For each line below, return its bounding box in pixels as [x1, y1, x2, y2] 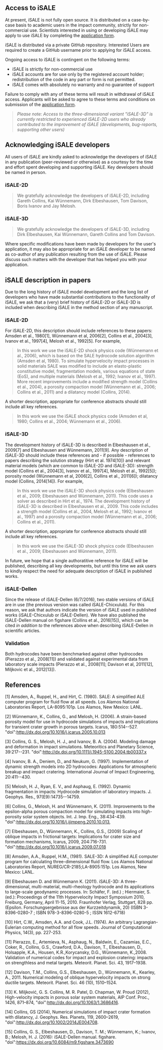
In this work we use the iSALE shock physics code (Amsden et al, [17, 413, 148, 419]
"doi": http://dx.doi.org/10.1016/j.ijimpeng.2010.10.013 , [5, 819, 111, 825]
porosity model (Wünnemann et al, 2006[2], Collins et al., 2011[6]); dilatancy [5, 473, 158, 479]
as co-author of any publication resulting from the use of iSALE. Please [5, 251, 147, 257]
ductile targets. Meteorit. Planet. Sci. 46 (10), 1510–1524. [5, 980, 117, 985]
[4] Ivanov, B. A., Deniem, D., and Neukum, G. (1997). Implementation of [5, 759, 149, 765]
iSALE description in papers [5, 276, 91, 284]
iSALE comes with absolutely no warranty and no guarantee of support [12, 82, 154, 87]
